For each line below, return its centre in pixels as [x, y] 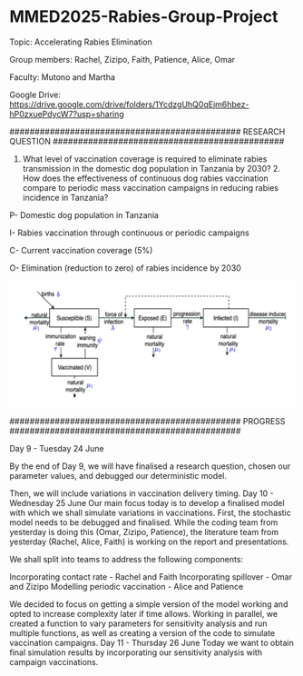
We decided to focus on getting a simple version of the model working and [149, 604]
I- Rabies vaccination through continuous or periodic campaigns [129, 233]
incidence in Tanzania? [65, 197]
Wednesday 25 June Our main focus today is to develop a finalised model [147, 503]
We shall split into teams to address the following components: [126, 560]
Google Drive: [35, 94]
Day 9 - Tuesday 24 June [57, 449]
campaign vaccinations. [54, 662]
